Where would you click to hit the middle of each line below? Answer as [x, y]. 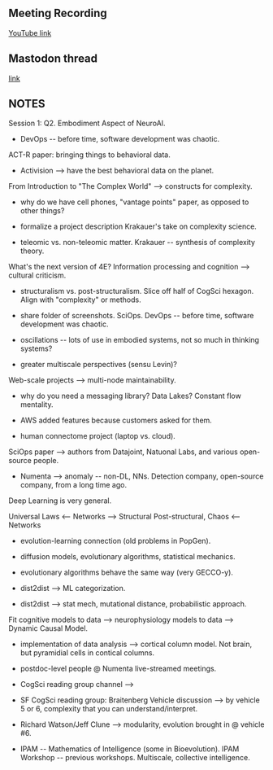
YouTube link [30, 33]
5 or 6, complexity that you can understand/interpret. [109, 709]
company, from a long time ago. [74, 485]
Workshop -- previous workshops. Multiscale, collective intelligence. [135, 758]
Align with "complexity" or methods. [80, 300]
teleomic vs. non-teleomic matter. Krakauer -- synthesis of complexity [138, 243]
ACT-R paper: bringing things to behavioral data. [89, 155]
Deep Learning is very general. [60, 501]
